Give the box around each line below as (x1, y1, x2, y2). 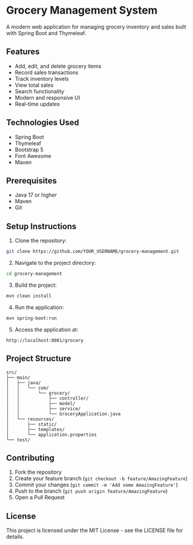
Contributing (6, 452, 55, 463)
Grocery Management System (6, 4, 158, 17)
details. (6, 533, 24, 540)
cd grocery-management (6, 271, 62, 277)
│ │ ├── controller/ (6, 395, 89, 401)
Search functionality (14, 87, 64, 95)
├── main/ (6, 375, 31, 381)
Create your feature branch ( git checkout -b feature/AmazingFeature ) (14, 475, 188, 482)
